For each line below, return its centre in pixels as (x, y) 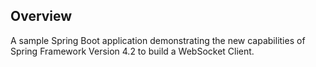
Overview (41, 16)
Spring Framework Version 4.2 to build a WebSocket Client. (132, 51)
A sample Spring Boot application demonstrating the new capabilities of (158, 40)
